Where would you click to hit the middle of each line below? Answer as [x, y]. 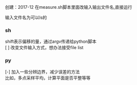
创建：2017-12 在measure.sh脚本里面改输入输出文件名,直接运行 [69, 7]
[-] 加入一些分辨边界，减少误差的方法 [42, 71]
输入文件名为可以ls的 [26, 17]
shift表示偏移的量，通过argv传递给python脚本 [51, 42]
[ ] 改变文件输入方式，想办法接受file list [44, 48]
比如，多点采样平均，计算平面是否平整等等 [48, 78]
